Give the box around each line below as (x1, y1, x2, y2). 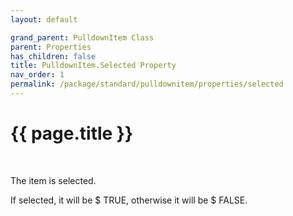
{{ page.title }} (10, 122, 134, 145)
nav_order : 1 (10, 70, 65, 80)
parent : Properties (10, 42, 92, 52)
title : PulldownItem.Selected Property (10, 61, 177, 71)
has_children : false (10, 51, 97, 61)
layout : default (10, 14, 78, 25)
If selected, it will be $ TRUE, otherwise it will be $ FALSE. (10, 194, 248, 206)
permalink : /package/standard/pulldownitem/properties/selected (10, 79, 284, 90)
